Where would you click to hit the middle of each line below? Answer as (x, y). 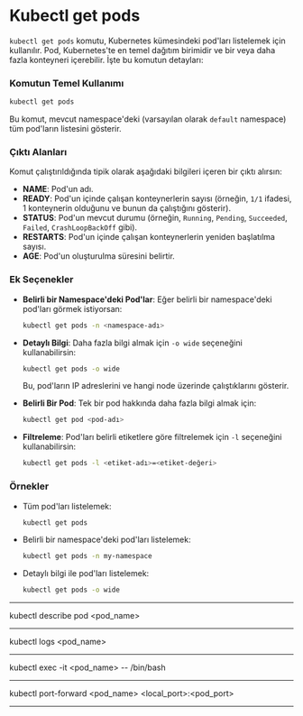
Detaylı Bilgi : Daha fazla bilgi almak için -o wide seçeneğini (133, 343)
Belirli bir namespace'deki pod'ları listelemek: (106, 540)
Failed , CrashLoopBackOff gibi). (80, 227)
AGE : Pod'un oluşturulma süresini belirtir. (99, 256)
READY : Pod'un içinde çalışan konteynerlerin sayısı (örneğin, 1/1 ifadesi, (157, 198)
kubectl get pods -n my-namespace (87, 556)
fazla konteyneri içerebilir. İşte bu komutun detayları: (106, 60)
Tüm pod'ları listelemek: (67, 506)
